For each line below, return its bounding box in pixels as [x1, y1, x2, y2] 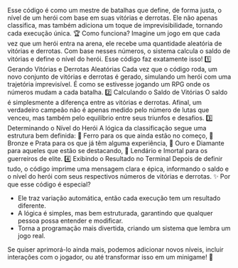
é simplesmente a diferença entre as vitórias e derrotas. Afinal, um [7, 99, 202, 106]
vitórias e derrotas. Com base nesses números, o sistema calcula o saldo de [7, 47, 231, 55]
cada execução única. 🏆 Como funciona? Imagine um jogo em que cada [7, 29, 220, 38]
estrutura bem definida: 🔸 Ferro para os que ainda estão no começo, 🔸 [7, 131, 214, 140]
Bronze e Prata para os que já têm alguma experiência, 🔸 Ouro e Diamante [7, 139, 225, 147]
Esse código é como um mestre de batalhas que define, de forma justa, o [7, 6, 222, 14]
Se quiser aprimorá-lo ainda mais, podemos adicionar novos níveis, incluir [7, 245, 224, 254]
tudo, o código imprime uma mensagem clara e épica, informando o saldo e [7, 164, 229, 173]
